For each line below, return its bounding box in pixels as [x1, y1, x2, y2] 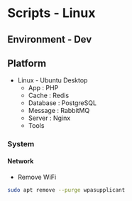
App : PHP [28, 84, 59, 92]
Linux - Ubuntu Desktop [17, 76, 88, 85]
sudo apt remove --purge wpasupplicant [7, 186, 126, 193]
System [7, 139, 35, 149]
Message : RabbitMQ [28, 107, 90, 115]
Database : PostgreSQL [28, 99, 97, 107]
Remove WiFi [17, 173, 57, 181]
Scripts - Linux [7, 5, 96, 21]
